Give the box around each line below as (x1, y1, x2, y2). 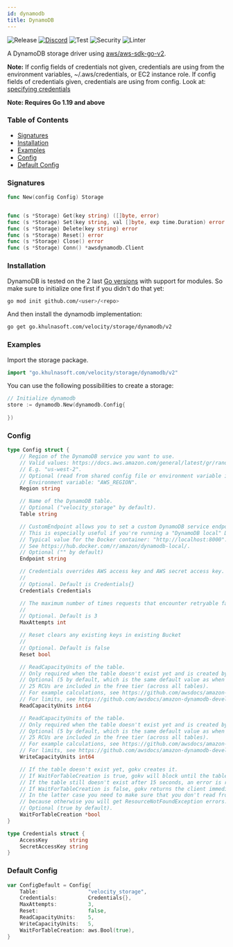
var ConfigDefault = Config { (7, 882, 92, 889)
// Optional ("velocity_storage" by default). (19, 504, 157, 511)
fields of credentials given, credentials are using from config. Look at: (7, 77, 206, 85)
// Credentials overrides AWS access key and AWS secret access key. (19, 568, 225, 575)
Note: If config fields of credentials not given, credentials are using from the (7, 62, 225, 71)
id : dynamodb (7, 10, 45, 17)
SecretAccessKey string (19, 843, 89, 850)
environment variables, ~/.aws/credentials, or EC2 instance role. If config (7, 70, 216, 78)
